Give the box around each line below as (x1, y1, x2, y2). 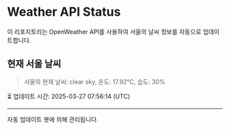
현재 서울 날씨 (7, 58, 62, 70)
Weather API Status (7, 4, 121, 20)
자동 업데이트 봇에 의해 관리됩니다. (7, 115, 99, 123)
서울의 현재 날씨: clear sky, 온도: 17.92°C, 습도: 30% (23, 77, 166, 86)
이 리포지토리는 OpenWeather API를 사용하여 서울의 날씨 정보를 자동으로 (7, 27, 202, 36)
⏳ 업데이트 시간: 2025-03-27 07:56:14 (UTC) (7, 92, 131, 100)
